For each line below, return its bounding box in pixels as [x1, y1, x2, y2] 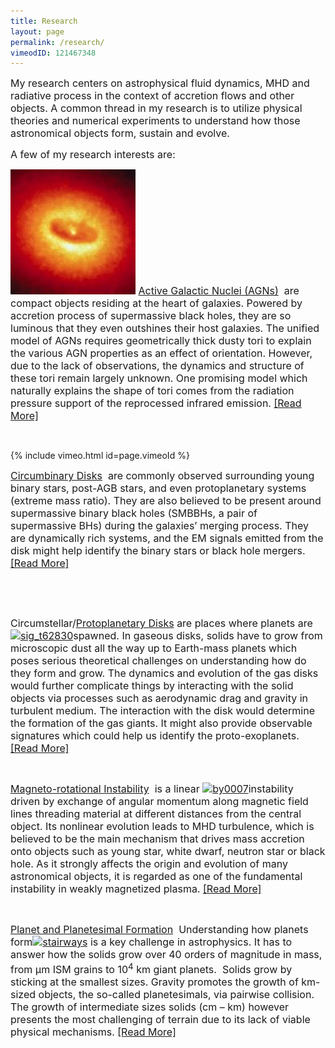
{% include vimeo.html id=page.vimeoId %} [10, 450, 190, 462]
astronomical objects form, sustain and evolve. [10, 126, 230, 140]
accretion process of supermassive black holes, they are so [10, 309, 292, 323]
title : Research [10, 16, 78, 26]
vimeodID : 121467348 [10, 48, 97, 58]
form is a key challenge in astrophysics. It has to [10, 935, 293, 949]
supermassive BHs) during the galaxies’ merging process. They [10, 519, 309, 533]
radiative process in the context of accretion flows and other [10, 89, 295, 103]
